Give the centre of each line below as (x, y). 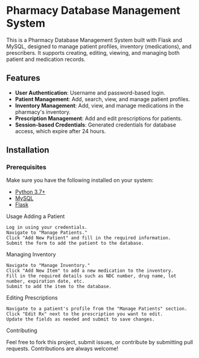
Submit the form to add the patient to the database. (75, 243)
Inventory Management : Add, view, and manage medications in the (99, 105)
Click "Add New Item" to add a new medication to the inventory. (90, 271)
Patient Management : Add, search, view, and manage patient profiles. (103, 99)
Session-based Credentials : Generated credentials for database (96, 125)
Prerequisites (26, 168)
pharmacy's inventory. (43, 111)
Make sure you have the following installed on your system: (80, 180)
